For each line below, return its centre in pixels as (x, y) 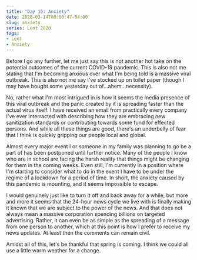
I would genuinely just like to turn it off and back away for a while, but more (97, 195)
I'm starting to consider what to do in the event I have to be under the (90, 171)
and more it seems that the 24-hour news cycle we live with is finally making (99, 201)
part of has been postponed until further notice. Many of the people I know (97, 152)
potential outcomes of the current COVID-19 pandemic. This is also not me (96, 67)
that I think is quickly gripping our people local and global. (76, 135)
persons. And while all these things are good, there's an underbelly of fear (96, 129)
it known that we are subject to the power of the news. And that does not (94, 208)
